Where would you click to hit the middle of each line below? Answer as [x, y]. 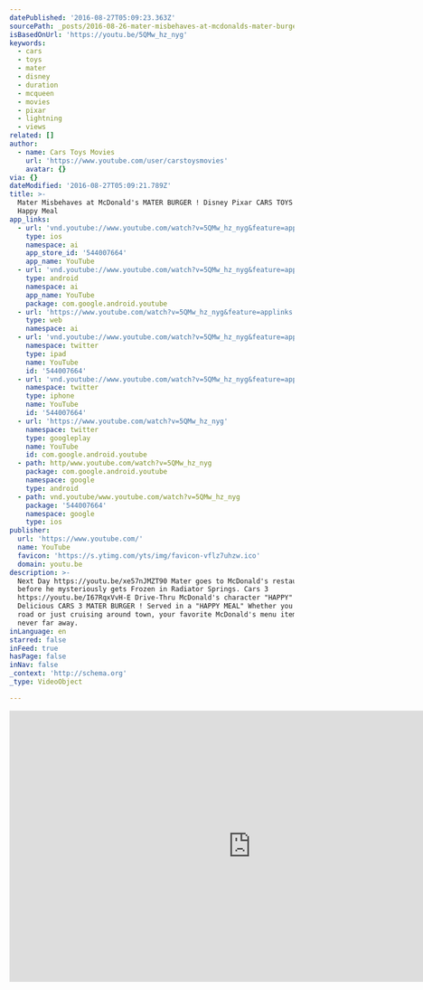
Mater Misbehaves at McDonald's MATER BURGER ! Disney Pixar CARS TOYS [155, 203]
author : [24, 144]
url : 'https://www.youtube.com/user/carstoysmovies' [127, 160]
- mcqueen [36, 93]
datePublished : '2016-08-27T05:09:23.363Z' [93, 18]
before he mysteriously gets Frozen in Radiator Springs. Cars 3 [143, 589]
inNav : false [34, 665]
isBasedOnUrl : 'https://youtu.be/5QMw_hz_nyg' [99, 34]
